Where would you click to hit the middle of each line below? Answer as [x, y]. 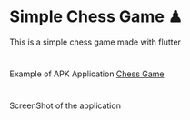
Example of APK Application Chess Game [87, 74]
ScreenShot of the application [65, 105]
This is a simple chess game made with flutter [95, 42]
